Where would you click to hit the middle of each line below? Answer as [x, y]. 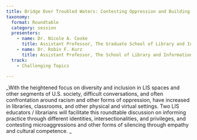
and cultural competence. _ [39, 131]
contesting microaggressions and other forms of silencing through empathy [97, 125]
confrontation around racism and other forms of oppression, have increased [98, 100]
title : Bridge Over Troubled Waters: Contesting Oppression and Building [98, 11]
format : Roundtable [35, 22]
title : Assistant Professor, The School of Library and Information [107, 55]
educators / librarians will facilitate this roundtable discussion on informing [96, 113]
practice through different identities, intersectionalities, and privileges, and [96, 119]
